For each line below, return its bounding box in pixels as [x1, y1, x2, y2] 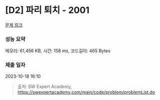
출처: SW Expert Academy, [17, 83, 72, 90]
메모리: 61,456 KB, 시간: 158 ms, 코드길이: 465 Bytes [5, 48, 111, 54]
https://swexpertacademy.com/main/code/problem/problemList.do [17, 89, 155, 95]
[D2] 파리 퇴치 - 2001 [5, 4, 90, 16]
